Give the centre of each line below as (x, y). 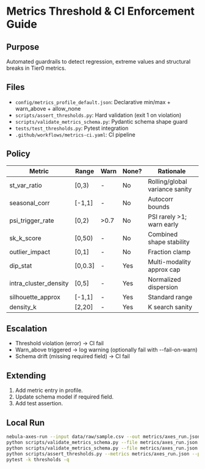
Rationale (172, 171)
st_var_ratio (26, 185)
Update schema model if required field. (64, 397)
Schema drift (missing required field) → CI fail (72, 356)
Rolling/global (167, 181)
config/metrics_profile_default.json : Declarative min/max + (93, 102)
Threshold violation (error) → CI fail (59, 343)
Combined (163, 234)
